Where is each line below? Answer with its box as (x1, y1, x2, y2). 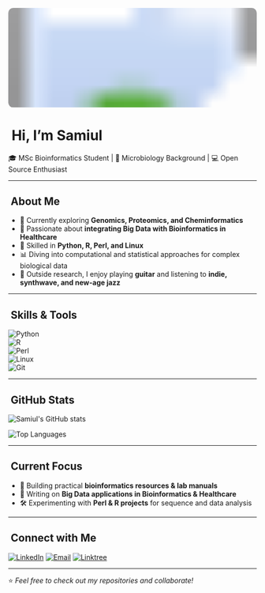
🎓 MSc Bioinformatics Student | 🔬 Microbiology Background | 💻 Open (8, 153, 239, 162)
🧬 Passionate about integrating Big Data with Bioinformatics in (19, 224, 226, 233)
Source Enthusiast (8, 164, 68, 174)
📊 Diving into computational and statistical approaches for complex (19, 250, 241, 259)
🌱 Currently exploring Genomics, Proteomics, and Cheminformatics (19, 216, 244, 225)
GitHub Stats (10, 393, 75, 406)
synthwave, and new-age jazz (19, 278, 121, 288)
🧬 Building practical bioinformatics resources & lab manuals (19, 481, 218, 490)
